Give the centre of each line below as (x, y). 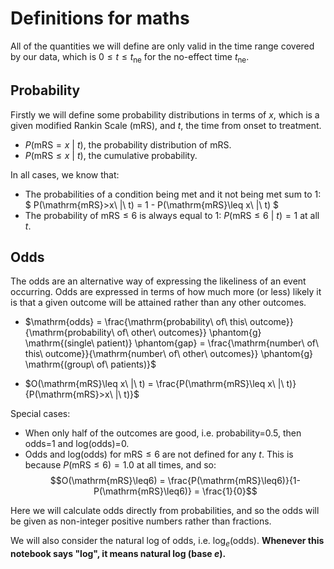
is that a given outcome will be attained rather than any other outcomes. (158, 303)
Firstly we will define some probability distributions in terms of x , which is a (165, 114)
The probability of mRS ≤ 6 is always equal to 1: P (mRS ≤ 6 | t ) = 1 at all (172, 215)
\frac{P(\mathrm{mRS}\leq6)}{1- (234, 481)
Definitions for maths (100, 18)
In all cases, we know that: (65, 174)
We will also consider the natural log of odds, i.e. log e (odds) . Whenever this (167, 542)
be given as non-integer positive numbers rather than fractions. (141, 521)
